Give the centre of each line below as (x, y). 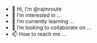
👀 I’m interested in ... (36, 15)
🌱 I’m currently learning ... (43, 21)
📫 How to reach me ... (39, 34)
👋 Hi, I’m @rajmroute (36, 9)
